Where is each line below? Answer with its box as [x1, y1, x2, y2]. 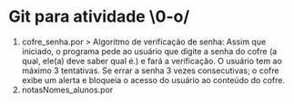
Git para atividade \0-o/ [8, 6, 190, 27]
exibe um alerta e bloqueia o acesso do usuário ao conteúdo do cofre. [21, 74, 286, 85]
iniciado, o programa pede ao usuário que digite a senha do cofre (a [21, 45, 278, 56]
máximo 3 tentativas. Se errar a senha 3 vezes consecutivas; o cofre [21, 65, 279, 76]
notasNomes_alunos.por [21, 84, 114, 95]
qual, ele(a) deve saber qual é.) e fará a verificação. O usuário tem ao [21, 55, 283, 66]
